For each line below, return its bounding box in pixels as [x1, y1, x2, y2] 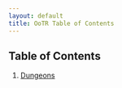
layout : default [8, 11, 63, 20]
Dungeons [20, 70, 55, 81]
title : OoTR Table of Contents [8, 19, 115, 27]
